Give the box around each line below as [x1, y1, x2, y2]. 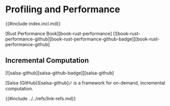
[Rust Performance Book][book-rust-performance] [5, 30, 112, 36]
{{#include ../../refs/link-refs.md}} [5, 95, 76, 101]
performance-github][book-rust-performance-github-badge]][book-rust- [5, 36, 160, 42]
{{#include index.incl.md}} [5, 20, 61, 27]
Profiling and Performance [5, 4, 120, 15]
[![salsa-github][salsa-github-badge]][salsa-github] [5, 70, 114, 76]
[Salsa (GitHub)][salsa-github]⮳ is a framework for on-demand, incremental [5, 79, 165, 86]
